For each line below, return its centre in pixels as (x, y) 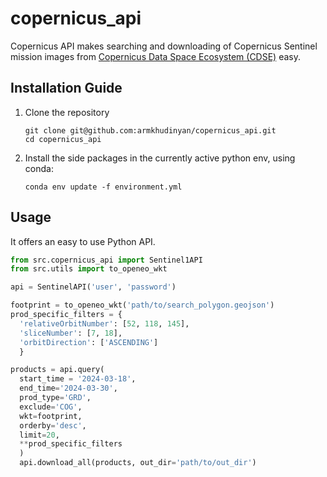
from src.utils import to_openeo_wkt (89, 269)
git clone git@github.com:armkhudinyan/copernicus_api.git (150, 130)
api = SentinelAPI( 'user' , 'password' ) (93, 287)
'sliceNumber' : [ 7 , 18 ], (71, 333)
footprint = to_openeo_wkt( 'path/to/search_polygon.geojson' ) (142, 305)
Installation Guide (66, 88)
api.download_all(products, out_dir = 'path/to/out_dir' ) (138, 463)
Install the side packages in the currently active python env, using (160, 158)
